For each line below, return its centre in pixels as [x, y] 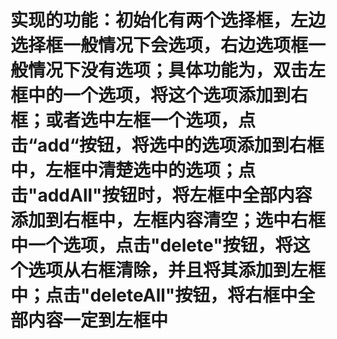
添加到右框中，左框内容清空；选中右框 [168, 220]
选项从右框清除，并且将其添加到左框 [177, 270]
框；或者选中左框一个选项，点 [133, 120]
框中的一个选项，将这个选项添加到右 [159, 95]
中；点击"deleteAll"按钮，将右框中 [154, 295]
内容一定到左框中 [98, 320]
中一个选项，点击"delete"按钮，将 [151, 245]
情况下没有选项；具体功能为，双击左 [177, 70]
